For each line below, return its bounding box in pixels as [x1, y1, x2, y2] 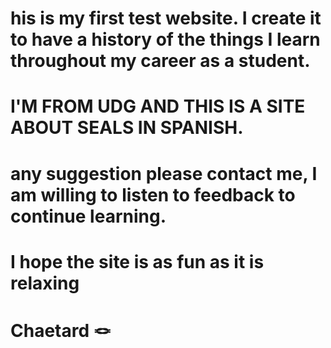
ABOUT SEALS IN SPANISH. [10, 117, 244, 139]
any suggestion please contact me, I [10, 162, 318, 185]
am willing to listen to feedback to [10, 183, 296, 206]
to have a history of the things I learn [10, 28, 321, 51]
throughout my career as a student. [10, 50, 311, 72]
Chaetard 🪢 [10, 319, 112, 342]
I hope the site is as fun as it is [10, 250, 265, 273]
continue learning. [10, 205, 167, 227]
